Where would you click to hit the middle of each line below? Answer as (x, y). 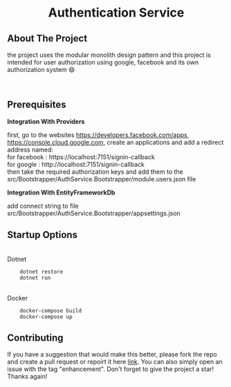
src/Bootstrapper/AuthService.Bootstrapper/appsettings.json (94, 213)
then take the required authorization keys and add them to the (95, 172)
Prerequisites (37, 105)
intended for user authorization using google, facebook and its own (103, 62)
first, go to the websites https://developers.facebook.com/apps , (98, 135)
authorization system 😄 (41, 70)
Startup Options (43, 235)
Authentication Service (116, 13)
